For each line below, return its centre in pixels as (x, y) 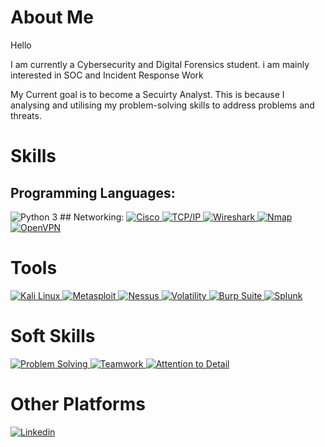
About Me (52, 17)
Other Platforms (78, 404)
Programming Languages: (93, 192)
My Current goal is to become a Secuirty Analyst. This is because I (147, 94)
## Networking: (92, 217)
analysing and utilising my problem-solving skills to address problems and (162, 105)
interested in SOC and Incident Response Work (107, 75)
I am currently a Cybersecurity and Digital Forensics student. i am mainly (160, 64)
